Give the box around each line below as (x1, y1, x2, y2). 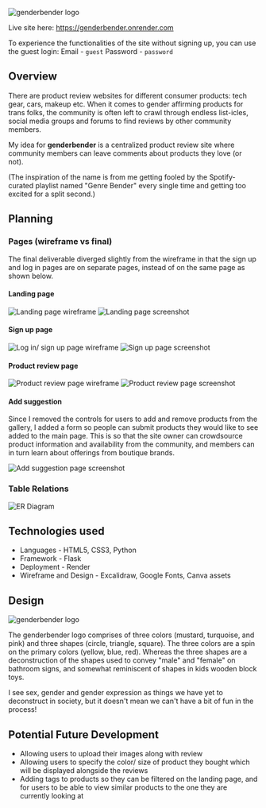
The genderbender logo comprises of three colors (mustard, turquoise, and (8, 630, 255, 640)
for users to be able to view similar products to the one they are (19, 783, 228, 792)
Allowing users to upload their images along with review (19, 749, 203, 759)
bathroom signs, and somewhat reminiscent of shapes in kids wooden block (8, 664, 257, 674)
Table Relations (8, 483, 69, 494)
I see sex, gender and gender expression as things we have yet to (8, 688, 224, 698)
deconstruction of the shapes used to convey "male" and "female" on (8, 655, 236, 665)
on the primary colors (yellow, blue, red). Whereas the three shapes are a (8, 648, 248, 657)
